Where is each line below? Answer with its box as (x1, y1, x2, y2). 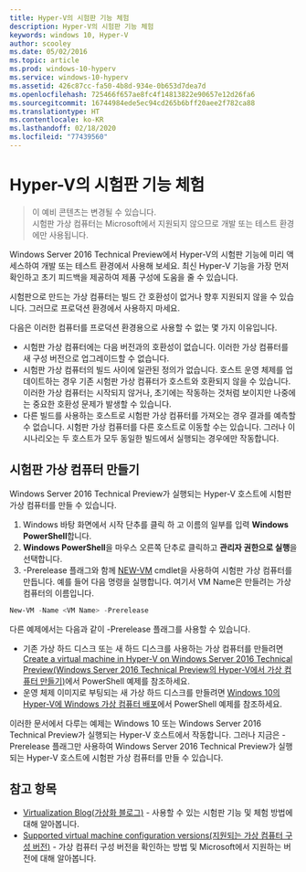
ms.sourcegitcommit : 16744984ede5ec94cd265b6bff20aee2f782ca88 (9, 98, 256, 108)
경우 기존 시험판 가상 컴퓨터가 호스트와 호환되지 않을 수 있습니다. (62, 376, 291, 387)
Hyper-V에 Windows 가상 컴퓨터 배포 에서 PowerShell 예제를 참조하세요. (22, 698, 283, 709)
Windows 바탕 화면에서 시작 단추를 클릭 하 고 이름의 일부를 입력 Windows (22, 518, 290, 530)
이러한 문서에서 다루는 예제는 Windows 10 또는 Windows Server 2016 (9, 718, 262, 728)
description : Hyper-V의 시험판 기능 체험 (9, 22, 154, 31)
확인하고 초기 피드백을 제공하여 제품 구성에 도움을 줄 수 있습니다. (9, 271, 239, 282)
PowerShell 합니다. (22, 530, 92, 541)
